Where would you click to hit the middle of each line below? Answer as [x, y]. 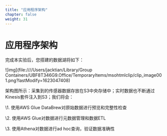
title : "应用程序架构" [26, 10]
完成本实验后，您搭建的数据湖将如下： [44, 60]
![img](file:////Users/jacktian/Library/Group [49, 70]
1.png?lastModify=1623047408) [38, 81]
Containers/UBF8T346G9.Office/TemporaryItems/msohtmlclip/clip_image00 [83, 75]
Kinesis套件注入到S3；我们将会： [39, 97]
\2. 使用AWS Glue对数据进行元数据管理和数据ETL [56, 118]
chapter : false [21, 14]
